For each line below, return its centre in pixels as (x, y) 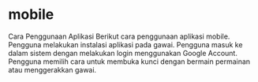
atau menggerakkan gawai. (52, 69)
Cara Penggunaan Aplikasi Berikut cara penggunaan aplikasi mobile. (119, 36)
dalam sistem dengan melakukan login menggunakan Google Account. (123, 53)
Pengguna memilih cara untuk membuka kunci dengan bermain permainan (129, 61)
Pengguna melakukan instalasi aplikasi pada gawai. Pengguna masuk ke (125, 44)
